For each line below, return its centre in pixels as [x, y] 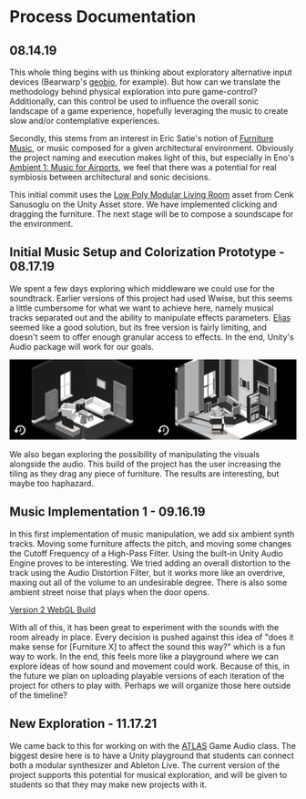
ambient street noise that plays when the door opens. [109, 592]
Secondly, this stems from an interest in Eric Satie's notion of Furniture [142, 138]
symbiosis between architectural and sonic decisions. [110, 177]
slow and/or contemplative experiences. [85, 121]
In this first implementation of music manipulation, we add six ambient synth [152, 534]
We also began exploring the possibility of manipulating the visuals [135, 455]
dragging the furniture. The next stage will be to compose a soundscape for [152, 214]
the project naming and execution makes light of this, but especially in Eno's [152, 158]
